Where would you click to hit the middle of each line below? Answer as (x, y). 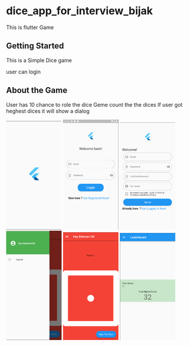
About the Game (37, 90)
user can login (24, 72)
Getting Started (35, 46)
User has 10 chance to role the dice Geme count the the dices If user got (94, 104)
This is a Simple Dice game (39, 60)
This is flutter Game (30, 27)
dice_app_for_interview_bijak (80, 11)
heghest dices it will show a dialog (48, 111)
